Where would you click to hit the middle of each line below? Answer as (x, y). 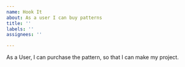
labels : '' (20, 29)
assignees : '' (24, 35)
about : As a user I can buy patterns (54, 18)
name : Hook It (24, 12)
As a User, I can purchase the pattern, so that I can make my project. (92, 57)
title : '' (19, 23)
